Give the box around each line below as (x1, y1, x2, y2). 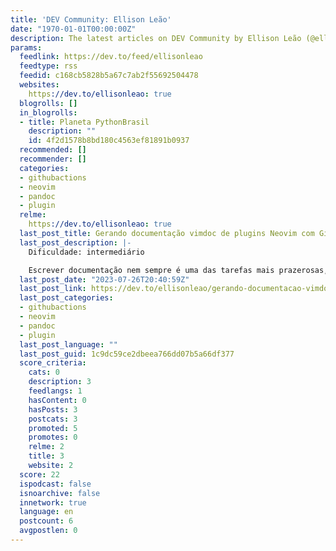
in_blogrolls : (19, 107, 78, 118)
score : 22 (19, 469, 60, 480)
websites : (19, 80, 60, 90)
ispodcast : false (19, 479, 92, 489)
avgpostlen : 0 (19, 526, 78, 536)
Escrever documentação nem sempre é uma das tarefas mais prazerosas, (28, 265, 329, 275)
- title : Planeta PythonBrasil (19, 117, 150, 127)
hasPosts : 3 (28, 404, 78, 415)
